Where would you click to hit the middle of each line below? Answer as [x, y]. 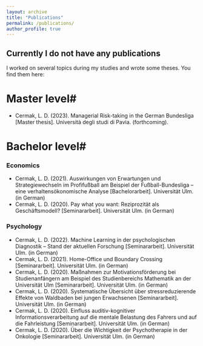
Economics [23, 165]
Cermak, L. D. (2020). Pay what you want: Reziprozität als [87, 204]
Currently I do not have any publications [83, 53]
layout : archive [27, 12]
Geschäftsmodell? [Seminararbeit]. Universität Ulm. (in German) [95, 211]
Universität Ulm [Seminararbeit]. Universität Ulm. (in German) [92, 285]
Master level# [42, 99]
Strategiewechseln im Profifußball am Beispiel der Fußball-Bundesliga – [104, 185]
